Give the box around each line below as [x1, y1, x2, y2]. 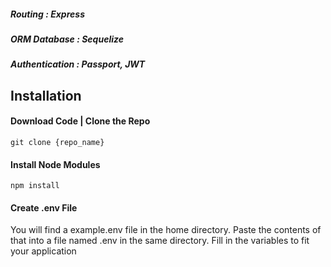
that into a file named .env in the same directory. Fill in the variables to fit [10, 235, 310, 247]
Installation [10, 87, 82, 104]
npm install [10, 181, 60, 191]
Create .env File [10, 201, 78, 214]
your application [10, 245, 77, 257]
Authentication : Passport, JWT [10, 58, 146, 70]
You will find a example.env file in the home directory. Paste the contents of [10, 224, 322, 236]
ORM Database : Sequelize [10, 33, 124, 45]
